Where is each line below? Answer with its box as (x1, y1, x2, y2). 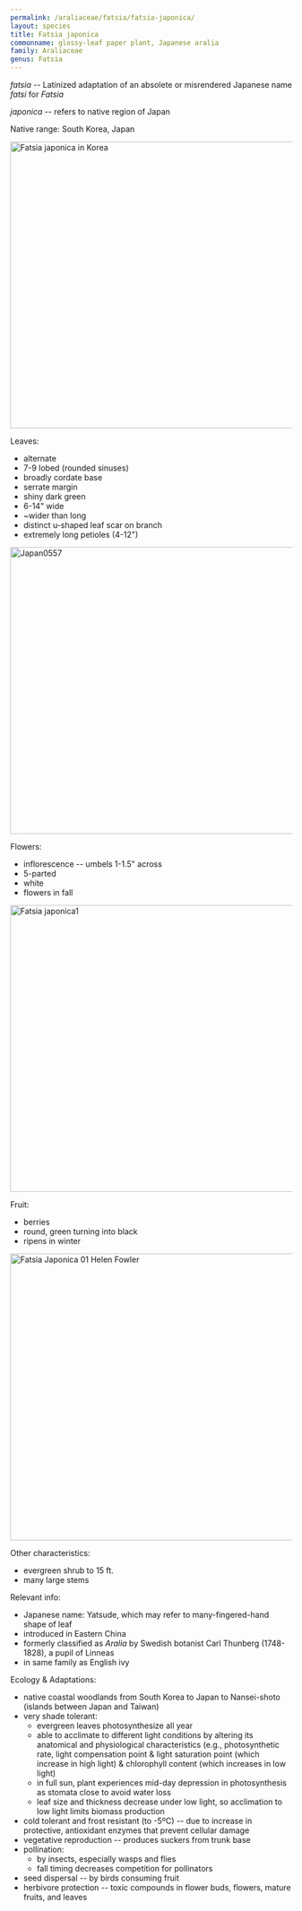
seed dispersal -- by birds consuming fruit (22, 1872, 180, 1883)
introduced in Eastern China (22, 1629, 126, 1639)
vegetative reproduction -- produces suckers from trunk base (22, 1835, 252, 1845)
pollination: (22, 1844, 65, 1855)
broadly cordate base (22, 472, 103, 482)
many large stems (22, 1575, 90, 1585)
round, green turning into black (22, 1226, 138, 1237)
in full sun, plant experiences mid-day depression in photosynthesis (36, 1777, 288, 1788)
